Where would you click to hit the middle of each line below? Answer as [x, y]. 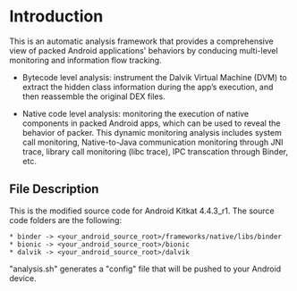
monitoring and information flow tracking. [86, 60]
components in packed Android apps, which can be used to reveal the [151, 123]
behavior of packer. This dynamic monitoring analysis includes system [152, 132]
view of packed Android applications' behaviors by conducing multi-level [144, 50]
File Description [54, 189]
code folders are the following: [66, 220]
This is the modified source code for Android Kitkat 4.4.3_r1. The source [142, 211]
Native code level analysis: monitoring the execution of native [136, 113]
